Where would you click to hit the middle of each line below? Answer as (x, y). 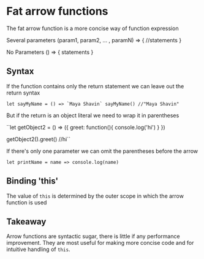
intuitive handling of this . (38, 249)
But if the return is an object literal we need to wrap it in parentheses (93, 115)
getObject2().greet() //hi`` (38, 139)
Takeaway (26, 221)
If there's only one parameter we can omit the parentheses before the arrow (102, 151)
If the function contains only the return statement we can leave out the (95, 86)
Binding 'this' (32, 181)
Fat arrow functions (57, 11)
